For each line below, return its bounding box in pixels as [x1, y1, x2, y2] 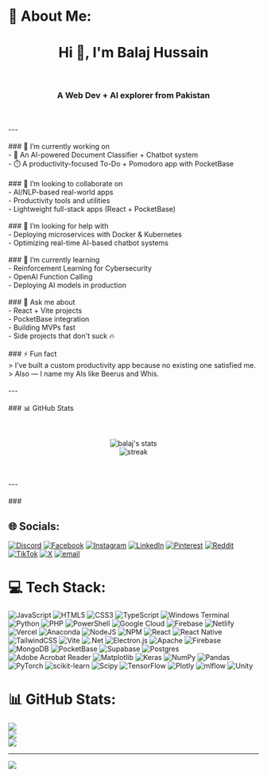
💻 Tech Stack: [8, 579, 106, 596]
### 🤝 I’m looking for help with [8, 221, 109, 231]
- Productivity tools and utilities [8, 196, 110, 205]
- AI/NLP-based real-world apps [8, 187, 114, 197]
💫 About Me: [8, 7, 92, 25]
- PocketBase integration [8, 314, 90, 324]
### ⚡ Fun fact [8, 349, 57, 359]
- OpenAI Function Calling [8, 272, 93, 282]
